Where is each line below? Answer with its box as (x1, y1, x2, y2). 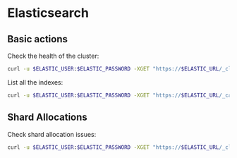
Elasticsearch (7, 5, 90, 21)
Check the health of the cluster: (7, 51, 99, 60)
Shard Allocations (7, 111, 88, 123)
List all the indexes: (7, 78, 63, 86)
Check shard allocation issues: (7, 130, 97, 138)
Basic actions (7, 33, 68, 45)
